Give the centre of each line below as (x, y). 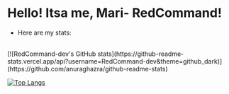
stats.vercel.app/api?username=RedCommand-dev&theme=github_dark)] (115, 61)
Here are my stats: (45, 33)
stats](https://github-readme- (141, 54)
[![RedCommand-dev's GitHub (52, 54)
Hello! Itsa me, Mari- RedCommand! (114, 13)
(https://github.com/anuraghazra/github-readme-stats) (88, 69)
